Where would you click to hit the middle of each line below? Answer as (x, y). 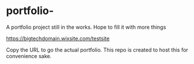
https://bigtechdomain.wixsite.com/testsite (58, 38)
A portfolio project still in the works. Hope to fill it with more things (86, 27)
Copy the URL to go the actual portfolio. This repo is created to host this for (97, 50)
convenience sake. (29, 56)
